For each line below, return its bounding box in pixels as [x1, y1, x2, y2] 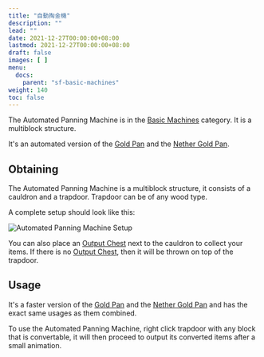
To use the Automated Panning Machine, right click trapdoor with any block [8, 323, 256, 333]
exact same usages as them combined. [8, 308, 137, 318]
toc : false [8, 93, 45, 101]
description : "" [8, 19, 62, 27]
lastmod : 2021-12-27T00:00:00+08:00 [8, 42, 130, 50]
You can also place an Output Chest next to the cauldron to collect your [8, 239, 243, 248]
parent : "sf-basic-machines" [22, 78, 120, 86]
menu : [8, 64, 26, 72]
